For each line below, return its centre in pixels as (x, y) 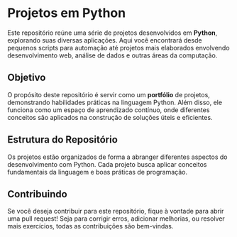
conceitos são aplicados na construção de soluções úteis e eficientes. (110, 117)
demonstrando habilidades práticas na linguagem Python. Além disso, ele (115, 102)
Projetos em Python (67, 13)
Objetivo (27, 78)
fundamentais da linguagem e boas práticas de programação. (98, 172)
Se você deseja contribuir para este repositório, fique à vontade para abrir (116, 211)
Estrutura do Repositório (63, 140)
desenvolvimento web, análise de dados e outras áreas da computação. (112, 55)
